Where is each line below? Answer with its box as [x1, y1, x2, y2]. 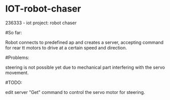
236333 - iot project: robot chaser [5, 20, 77, 26]
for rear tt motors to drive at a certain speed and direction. [5, 44, 127, 51]
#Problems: [5, 54, 29, 61]
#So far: [5, 29, 22, 35]
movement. [5, 69, 29, 76]
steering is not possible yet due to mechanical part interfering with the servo [5, 64, 165, 70]
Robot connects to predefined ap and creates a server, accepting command [5, 39, 164, 45]
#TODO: [5, 79, 23, 85]
